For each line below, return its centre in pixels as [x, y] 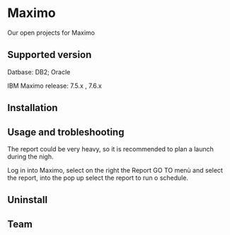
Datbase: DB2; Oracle [39, 71]
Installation [33, 108]
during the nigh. [30, 156]
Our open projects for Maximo [51, 33]
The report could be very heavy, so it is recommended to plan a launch [111, 149]
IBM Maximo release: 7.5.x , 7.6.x [55, 86]
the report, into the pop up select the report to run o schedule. [98, 178]
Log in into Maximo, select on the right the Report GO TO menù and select [115, 170]
